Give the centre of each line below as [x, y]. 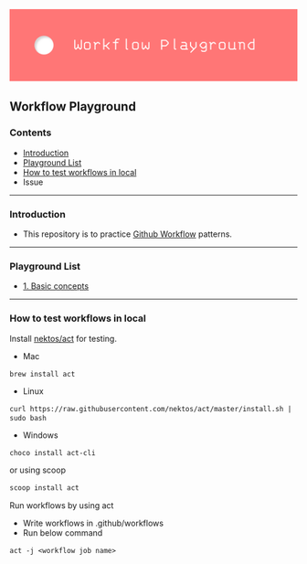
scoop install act [44, 488]
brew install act [42, 374]
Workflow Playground [73, 106]
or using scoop [38, 470]
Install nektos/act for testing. [63, 338]
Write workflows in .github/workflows [93, 523]
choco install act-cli [53, 452]
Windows [40, 435]
